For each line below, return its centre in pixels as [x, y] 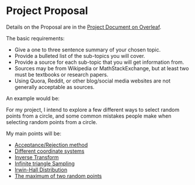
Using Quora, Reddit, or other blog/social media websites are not [92, 81]
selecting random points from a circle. [52, 122]
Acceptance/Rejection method [51, 145]
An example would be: [33, 98]
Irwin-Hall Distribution [41, 169]
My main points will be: [34, 133]
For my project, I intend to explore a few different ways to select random [93, 109]
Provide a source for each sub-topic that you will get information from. [99, 62]
